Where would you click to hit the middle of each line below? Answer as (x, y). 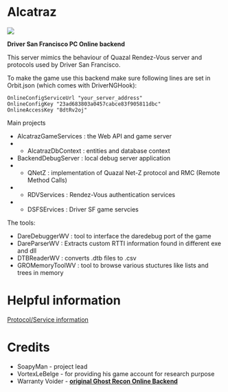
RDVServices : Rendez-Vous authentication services (101, 194)
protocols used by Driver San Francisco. (64, 64)
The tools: (21, 223)
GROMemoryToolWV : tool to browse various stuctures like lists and (113, 265)
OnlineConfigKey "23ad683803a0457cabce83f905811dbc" (84, 104)
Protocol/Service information (48, 319)
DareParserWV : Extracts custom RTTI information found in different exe (119, 243)
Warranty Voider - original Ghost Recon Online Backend (98, 381)
